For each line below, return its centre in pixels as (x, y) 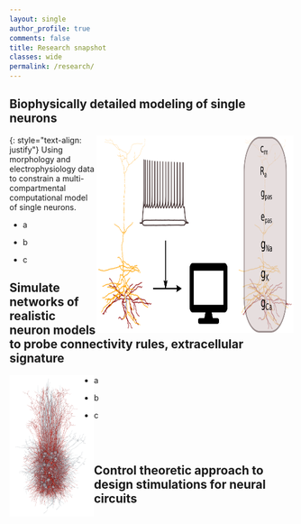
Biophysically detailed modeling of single (128, 104)
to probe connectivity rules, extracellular (127, 344)
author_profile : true (50, 28)
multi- (73, 178)
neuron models (53, 331)
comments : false (40, 38)
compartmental (37, 188)
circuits (116, 499)
